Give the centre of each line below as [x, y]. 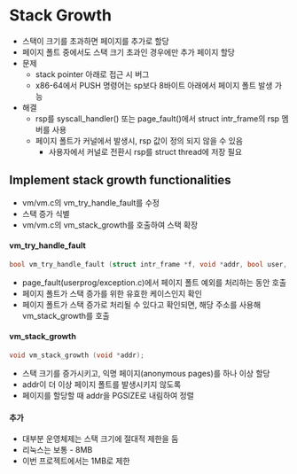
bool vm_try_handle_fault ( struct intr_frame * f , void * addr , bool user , [148, 264]
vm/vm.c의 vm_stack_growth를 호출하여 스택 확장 [110, 225]
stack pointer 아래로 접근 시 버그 [92, 74]
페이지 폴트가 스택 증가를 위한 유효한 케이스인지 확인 [112, 293]
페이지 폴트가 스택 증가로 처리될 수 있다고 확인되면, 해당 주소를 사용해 [141, 304]
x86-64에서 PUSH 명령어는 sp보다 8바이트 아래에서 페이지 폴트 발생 [154, 85]
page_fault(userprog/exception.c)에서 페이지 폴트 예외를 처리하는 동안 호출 [154, 282]
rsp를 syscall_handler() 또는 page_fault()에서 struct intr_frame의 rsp [157, 118]
